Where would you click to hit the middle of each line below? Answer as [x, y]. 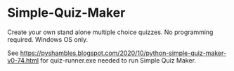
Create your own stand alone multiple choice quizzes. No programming [110, 32]
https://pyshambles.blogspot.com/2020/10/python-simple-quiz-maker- [123, 53]
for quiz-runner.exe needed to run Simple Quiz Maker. [118, 60]
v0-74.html [23, 60]
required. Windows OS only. [48, 39]
